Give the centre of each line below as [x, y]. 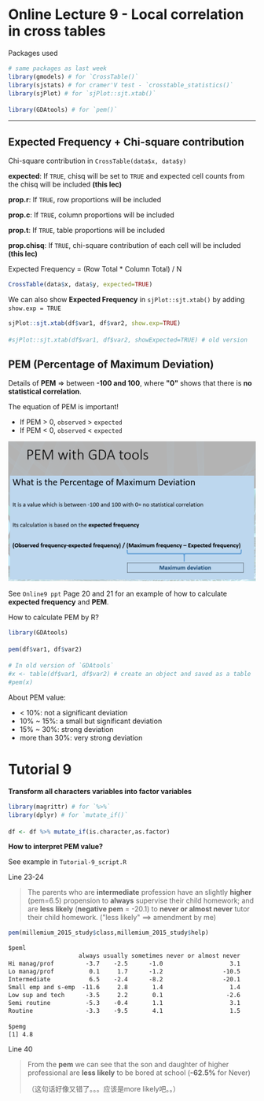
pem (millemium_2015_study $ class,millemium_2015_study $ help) [109, 933]
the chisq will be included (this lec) [65, 184]
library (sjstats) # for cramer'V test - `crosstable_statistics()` [121, 85]
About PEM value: [37, 697]
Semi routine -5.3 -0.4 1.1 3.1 [125, 1003]
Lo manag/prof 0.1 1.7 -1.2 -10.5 [125, 972]
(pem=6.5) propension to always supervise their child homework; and [140, 901]
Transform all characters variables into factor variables [100, 791]
